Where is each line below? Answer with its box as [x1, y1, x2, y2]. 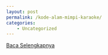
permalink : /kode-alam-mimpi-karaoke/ [6, 14, 102, 20]
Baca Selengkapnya [6, 42, 55, 49]
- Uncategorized [17, 25, 58, 32]
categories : [6, 20, 36, 26]
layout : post [6, 8, 39, 15]
